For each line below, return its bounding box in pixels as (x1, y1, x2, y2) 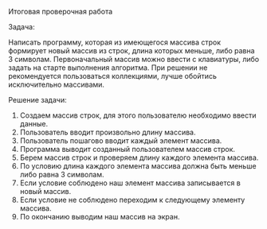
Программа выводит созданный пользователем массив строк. (19, 145, 236, 153)
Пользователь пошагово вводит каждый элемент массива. (19, 136, 222, 146)
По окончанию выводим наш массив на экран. (19, 212, 180, 221)
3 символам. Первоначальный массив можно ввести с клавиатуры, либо (8, 55, 260, 64)
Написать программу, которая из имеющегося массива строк (8, 37, 222, 47)
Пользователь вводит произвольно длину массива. (19, 127, 196, 137)
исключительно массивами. (8, 80, 105, 89)
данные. (19, 119, 49, 128)
